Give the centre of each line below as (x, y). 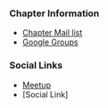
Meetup (37, 85)
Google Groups (50, 42)
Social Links (36, 65)
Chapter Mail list (52, 33)
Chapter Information (54, 13)
